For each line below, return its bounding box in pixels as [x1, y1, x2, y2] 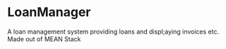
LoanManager [7, 4, 91, 20]
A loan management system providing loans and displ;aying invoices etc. [7, 27, 220, 36]
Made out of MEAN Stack [7, 34, 81, 43]
